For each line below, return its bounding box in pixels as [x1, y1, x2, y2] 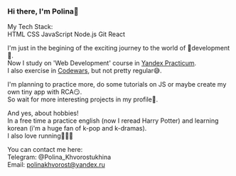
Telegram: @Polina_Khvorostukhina [7, 153, 112, 162]
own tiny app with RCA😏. [7, 88, 82, 97]
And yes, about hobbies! [7, 109, 79, 118]
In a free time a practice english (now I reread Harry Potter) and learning [7, 116, 219, 125]
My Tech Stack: [7, 23, 53, 31]
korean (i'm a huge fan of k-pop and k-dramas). [7, 124, 147, 133]
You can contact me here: [7, 145, 83, 154]
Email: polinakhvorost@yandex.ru [7, 160, 105, 169]
